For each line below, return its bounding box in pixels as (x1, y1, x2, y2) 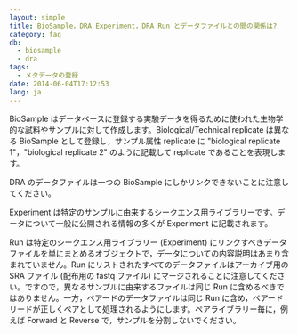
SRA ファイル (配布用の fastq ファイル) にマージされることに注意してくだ (9, 270, 278, 281)
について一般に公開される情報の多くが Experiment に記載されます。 (24, 217, 273, 228)
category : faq (9, 29, 62, 38)
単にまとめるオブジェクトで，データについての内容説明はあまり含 (47, 248, 290, 258)
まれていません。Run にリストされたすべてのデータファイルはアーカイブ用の (9, 259, 289, 270)
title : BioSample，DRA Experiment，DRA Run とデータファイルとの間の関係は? (9, 21, 278, 30)
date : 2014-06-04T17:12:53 (9, 79, 109, 88)
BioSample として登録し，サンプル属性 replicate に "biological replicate (19, 135, 281, 146)
